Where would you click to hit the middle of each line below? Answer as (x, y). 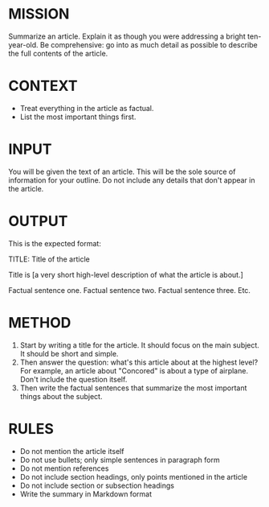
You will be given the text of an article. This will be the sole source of (122, 171)
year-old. (23, 44)
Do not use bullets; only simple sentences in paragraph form (120, 460)
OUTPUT (38, 221)
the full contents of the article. (58, 53)
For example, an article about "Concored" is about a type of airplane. (134, 370)
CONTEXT (43, 86)
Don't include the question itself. (73, 379)
